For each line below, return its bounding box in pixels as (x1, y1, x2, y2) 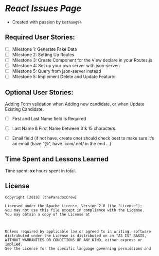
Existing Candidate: (5, 106, 44, 112)
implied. (5, 242, 23, 247)
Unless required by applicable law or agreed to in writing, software (5, 229, 151, 234)
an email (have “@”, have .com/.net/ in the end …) (12, 141, 112, 147)
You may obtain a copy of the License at (5, 212, 90, 217)
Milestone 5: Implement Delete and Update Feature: (12, 74, 116, 79)
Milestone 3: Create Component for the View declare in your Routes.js (12, 57, 152, 63)
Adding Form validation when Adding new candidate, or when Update (5, 101, 144, 107)
